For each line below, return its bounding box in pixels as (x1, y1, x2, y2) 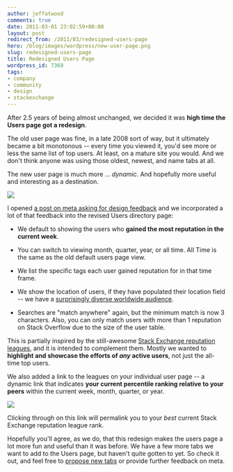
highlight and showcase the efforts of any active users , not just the (7, 352, 204, 359)
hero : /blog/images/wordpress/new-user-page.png (7, 42, 151, 49)
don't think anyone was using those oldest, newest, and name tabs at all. (7, 157, 216, 164)
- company (7, 74, 36, 82)
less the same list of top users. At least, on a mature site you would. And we (7, 149, 224, 157)
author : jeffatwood (7, 10, 64, 17)
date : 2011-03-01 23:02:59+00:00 (7, 23, 104, 30)
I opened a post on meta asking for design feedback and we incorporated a (7, 204, 224, 212)
